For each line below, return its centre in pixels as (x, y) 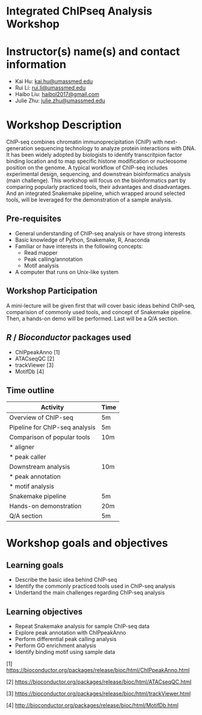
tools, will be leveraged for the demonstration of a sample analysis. (90, 200)
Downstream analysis (40, 467)
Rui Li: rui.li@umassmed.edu (50, 88)
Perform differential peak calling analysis (66, 639)
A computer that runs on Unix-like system (67, 272)
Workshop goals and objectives (87, 543)
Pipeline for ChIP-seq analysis (52, 427)
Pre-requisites (34, 219)
